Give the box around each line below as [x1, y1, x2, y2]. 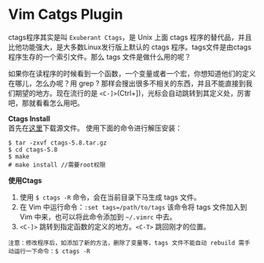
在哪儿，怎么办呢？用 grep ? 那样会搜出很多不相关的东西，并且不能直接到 [8, 79, 246, 88]
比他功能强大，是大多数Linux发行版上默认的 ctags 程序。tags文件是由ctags [8, 42, 251, 52]
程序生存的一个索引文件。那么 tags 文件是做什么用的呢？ [8, 52, 192, 61]
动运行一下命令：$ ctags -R [8, 247, 90, 255]
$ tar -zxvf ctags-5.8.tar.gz [8, 139, 108, 147]
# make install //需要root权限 [8, 161, 106, 169]
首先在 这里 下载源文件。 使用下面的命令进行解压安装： [8, 123, 182, 133]
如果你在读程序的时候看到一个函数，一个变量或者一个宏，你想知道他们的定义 [8, 68, 256, 78]
